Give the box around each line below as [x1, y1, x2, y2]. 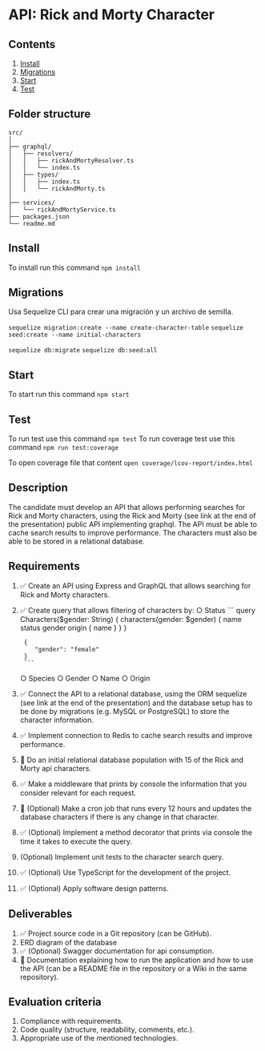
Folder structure [8, 107, 91, 121]
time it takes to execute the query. [19, 836, 133, 846]
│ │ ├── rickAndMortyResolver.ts [8, 156, 135, 165]
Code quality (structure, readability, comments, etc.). [19, 1025, 195, 1034]
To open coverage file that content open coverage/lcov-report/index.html [8, 458, 254, 467]
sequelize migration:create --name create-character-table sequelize [8, 324, 244, 332]
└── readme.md [8, 219, 56, 227]
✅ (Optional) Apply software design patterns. [19, 883, 169, 893]
